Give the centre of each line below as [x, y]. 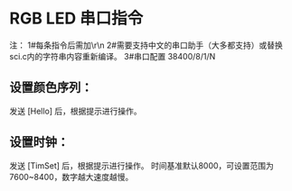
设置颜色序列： [51, 88]
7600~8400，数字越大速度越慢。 [71, 177]
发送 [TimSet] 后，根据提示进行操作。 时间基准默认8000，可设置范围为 [141, 165]
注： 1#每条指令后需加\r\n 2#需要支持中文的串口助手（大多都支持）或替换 [146, 45]
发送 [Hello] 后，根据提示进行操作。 [75, 111]
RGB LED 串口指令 [76, 18]
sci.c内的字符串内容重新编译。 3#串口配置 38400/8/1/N [113, 56]
